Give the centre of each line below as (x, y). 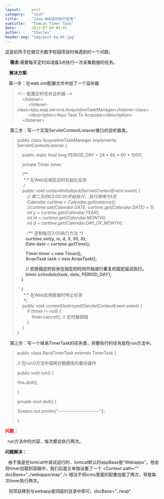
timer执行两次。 (25, 480)
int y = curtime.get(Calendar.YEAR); (63, 212)
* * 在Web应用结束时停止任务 (53, 295)
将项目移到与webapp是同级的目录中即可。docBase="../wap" (70, 491)
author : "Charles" (28, 33)
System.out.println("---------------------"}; (61, 411)
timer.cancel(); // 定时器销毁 (60, 317)
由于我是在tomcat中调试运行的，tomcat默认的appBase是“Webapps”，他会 (83, 462)
